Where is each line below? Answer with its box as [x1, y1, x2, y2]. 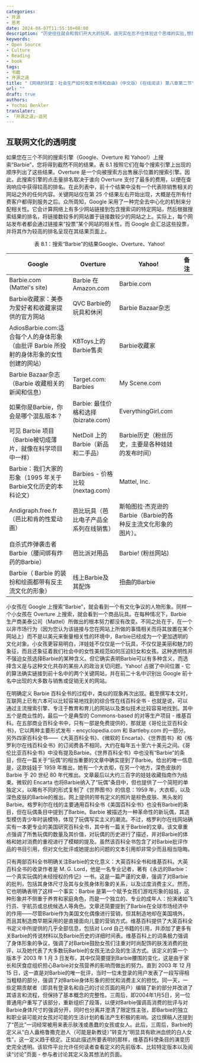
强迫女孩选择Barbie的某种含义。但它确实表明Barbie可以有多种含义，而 [11, 655, 184, 662]
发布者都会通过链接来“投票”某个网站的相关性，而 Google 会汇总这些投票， [11, 221, 192, 228]
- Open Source [6, 42, 41, 48]
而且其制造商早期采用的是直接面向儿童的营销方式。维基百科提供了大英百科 [6, 917, 188, 925]
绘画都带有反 [21, 578, 57, 586]
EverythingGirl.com [119, 407, 173, 416]
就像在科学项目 [21, 445, 63, 453]
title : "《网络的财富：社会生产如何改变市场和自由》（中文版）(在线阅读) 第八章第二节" [6, 81, 195, 87]
